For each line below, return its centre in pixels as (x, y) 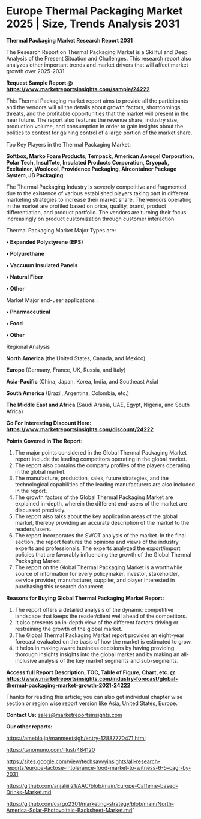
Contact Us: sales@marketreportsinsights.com (64, 715)
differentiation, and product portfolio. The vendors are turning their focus (96, 212)
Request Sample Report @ (40, 83)
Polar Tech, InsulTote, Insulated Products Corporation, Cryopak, (88, 162)
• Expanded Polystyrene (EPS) (45, 242)
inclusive (26, 660)
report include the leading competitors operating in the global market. (101, 459)
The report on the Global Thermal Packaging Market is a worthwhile (99, 567)
